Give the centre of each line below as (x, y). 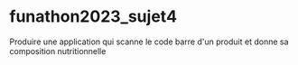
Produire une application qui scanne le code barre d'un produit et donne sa (149, 42)
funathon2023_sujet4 (93, 17)
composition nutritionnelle (58, 51)
